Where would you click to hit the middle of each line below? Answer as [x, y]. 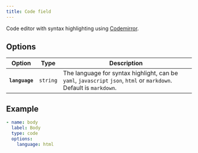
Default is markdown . [90, 88]
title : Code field [29, 11]
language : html [35, 144]
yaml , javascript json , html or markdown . [118, 81]
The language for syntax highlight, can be [121, 73]
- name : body [22, 122]
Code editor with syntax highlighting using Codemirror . [72, 28]
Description [126, 64]
